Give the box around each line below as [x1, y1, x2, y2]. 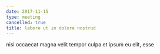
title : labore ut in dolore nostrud [6, 25, 96, 31]
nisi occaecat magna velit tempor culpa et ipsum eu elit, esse [6, 41, 154, 48]
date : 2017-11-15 [6, 8, 49, 15]
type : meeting [6, 14, 41, 20]
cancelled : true [6, 19, 46, 25]
